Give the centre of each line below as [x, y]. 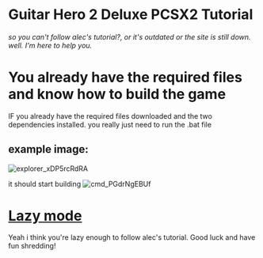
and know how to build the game [117, 94]
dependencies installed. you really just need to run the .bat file [110, 124]
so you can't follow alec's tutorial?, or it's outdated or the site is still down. [130, 36]
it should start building [45, 184]
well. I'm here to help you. [50, 45]
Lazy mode [45, 216]
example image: [48, 149]
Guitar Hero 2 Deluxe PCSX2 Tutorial [131, 15]
